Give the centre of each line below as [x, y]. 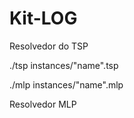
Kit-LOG [43, 18]
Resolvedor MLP [43, 104]
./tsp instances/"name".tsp [64, 65]
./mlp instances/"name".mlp [66, 84]
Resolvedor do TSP [49, 46]
